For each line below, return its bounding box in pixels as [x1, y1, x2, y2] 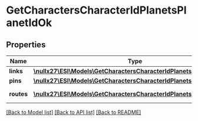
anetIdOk [6, 16, 52, 30]
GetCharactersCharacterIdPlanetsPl [6, 4, 187, 17]
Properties [6, 40, 46, 50]
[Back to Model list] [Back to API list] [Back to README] [6, 109, 141, 116]
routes [9, 90, 28, 98]
